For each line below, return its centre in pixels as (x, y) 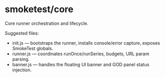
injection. (22, 70)
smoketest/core (39, 9)
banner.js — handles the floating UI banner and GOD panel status (81, 64)
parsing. (21, 59)
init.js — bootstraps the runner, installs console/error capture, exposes (86, 43)
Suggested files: (22, 33)
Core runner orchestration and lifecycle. (47, 23)
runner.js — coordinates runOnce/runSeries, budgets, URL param (81, 54)
